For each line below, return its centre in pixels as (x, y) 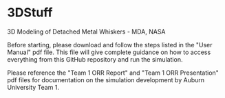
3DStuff (30, 13)
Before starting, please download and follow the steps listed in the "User (110, 45)
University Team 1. (33, 87)
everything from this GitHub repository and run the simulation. (95, 59)
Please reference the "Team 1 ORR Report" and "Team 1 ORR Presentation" (113, 73)
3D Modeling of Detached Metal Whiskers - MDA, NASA (87, 32)
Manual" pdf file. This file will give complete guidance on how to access (109, 52)
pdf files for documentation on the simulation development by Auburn (106, 79)
